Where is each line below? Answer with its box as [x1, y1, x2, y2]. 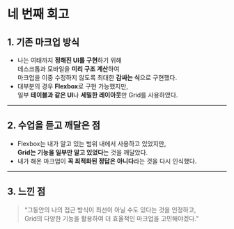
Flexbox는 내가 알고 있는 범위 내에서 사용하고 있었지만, [17, 139, 166, 148]
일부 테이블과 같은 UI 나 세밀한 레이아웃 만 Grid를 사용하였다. [17, 91, 178, 99]
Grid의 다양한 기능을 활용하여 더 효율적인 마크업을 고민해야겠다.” [24, 214, 199, 223]
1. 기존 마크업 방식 [7, 36, 80, 48]
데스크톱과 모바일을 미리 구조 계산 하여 [17, 65, 120, 73]
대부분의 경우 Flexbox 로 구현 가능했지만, [17, 82, 129, 90]
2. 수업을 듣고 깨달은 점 [7, 120, 101, 132]
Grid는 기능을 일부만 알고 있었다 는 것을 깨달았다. [17, 148, 148, 157]
